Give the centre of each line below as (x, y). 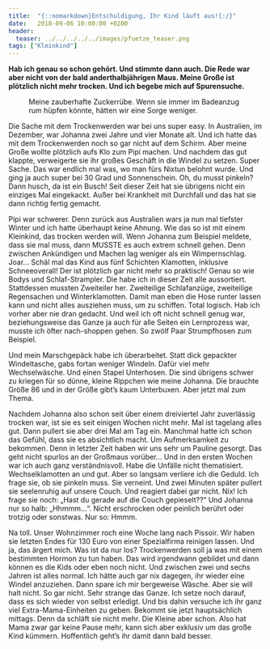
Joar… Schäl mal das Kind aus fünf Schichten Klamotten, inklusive (118, 262)
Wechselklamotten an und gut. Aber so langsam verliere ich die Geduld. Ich (134, 474)
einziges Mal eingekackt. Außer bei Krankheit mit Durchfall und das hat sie (132, 195)
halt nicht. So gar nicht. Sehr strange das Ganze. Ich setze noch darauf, (127, 593)
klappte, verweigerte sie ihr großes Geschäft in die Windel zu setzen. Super (134, 161)
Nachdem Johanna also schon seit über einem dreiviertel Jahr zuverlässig (132, 414)
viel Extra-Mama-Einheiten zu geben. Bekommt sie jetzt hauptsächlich (125, 610)
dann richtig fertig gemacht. (55, 204)
